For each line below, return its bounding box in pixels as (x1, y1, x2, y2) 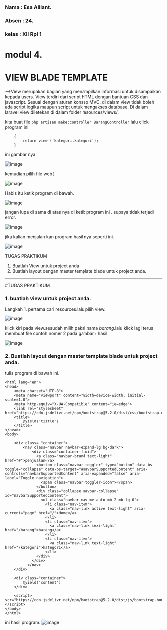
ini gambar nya (5, 151, 36, 157)
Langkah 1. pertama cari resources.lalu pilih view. (5, 306, 106, 312)
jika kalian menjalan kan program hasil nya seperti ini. (5, 233, 114, 240)
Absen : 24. (5, 17, 34, 24)
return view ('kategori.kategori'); (23, 138, 99, 143)
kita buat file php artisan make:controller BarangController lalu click (5, 119, 149, 125)
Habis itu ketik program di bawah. (5, 190, 74, 196)
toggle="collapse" (5, 467, 43, 472)
